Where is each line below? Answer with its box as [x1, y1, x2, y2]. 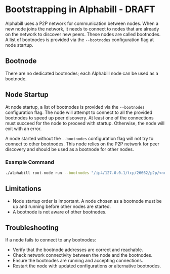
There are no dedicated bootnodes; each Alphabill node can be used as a [5, 70, 158, 76]
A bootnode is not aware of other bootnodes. [12, 208, 107, 215]
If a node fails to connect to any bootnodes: [5, 237, 96, 243]
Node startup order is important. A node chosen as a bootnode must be [12, 198, 162, 204]
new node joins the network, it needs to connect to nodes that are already [5, 25, 159, 32]
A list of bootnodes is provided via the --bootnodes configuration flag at [5, 37, 154, 43]
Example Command [5, 159, 55, 166]
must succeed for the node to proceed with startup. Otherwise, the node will [5, 120, 165, 126]
